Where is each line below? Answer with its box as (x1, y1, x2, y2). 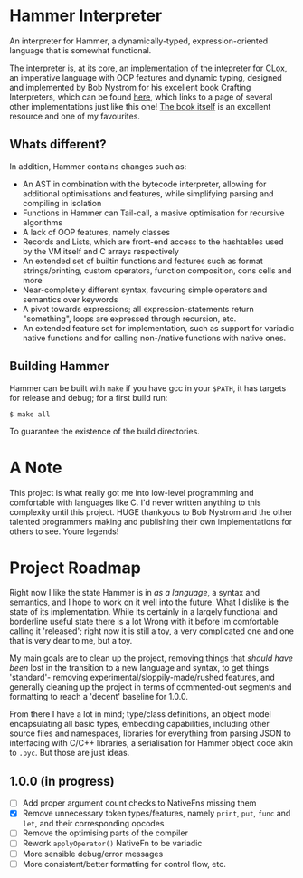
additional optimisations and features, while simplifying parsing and (22, 187, 274, 199)
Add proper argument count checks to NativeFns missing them (22, 797, 257, 808)
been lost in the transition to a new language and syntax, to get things (9, 663, 270, 673)
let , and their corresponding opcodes (22, 818, 165, 829)
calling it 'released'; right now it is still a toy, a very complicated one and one (9, 625, 294, 636)
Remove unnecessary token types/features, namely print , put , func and (22, 807, 291, 819)
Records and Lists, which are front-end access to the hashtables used (22, 236, 284, 247)
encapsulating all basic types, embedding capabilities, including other (9, 719, 270, 730)
